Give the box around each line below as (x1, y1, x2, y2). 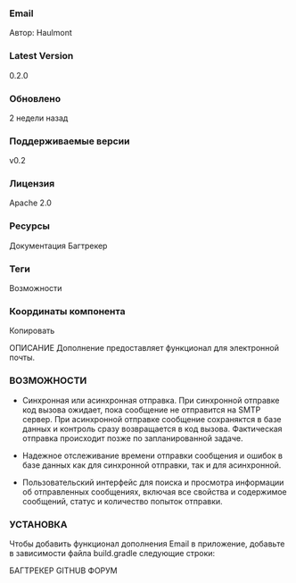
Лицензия (9, 178, 55, 190)
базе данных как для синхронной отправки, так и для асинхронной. (21, 459, 282, 471)
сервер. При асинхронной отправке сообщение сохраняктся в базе (21, 413, 282, 424)
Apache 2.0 (9, 197, 52, 208)
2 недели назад (9, 112, 69, 123)
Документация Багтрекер (9, 240, 108, 251)
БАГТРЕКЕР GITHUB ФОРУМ (9, 565, 118, 576)
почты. (9, 352, 36, 363)
